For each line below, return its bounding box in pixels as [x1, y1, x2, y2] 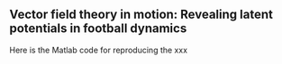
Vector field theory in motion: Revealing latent [9, 7, 273, 22]
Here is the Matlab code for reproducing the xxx [9, 44, 187, 55]
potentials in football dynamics [9, 21, 187, 36]
